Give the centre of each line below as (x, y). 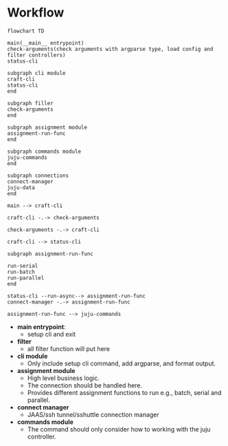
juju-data (21, 187)
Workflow (36, 13)
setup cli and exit (52, 334)
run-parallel (26, 278)
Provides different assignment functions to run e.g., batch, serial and (124, 392)
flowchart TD (26, 31)
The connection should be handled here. (85, 385)
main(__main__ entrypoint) (46, 43)
